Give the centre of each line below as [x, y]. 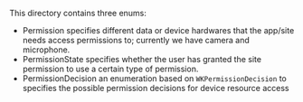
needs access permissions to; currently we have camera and [136, 40]
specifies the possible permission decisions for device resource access [156, 88]
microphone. [46, 50]
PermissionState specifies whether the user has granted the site [142, 59]
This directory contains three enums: [78, 13]
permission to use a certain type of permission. [110, 69]
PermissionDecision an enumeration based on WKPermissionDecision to [154, 79]
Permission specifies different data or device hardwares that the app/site [158, 30]
